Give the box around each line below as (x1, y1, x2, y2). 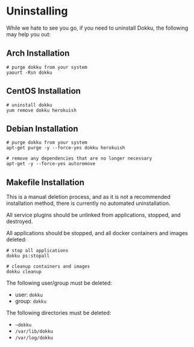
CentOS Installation (6, 86, 81, 96)
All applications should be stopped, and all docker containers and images (6, 230, 188, 237)
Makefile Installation (6, 177, 84, 187)
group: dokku (14, 297, 47, 305)
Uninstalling (6, 4, 68, 18)
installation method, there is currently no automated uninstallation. (6, 199, 171, 207)
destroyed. (6, 218, 33, 225)
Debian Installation (6, 123, 78, 134)
